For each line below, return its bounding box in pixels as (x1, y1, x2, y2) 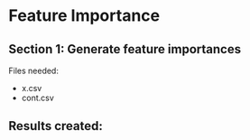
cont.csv (21, 92, 55, 103)
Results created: (8, 118, 103, 134)
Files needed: (8, 65, 60, 76)
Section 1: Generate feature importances (8, 42, 241, 57)
